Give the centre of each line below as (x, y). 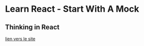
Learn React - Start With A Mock (72, 9)
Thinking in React (32, 27)
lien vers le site (20, 39)
